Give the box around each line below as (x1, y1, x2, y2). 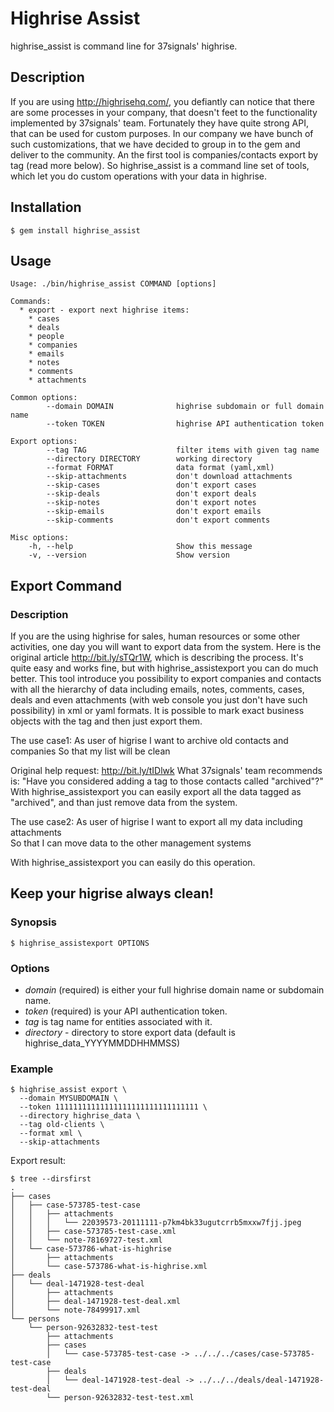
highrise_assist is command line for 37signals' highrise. (10, 40, 238, 52)
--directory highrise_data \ (19, 1111, 141, 1121)
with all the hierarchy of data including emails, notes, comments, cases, (10, 683, 305, 696)
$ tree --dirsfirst (10, 1174, 92, 1184)
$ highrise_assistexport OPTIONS (10, 938, 150, 948)
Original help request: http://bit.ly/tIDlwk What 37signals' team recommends (10, 765, 323, 777)
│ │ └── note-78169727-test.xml (10, 1235, 163, 1246)
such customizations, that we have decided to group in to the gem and (10, 138, 301, 150)
